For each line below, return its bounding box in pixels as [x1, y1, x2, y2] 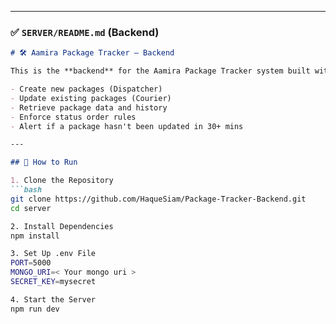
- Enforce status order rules [10, 112, 137, 122]
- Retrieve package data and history [10, 102, 168, 113]
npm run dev [10, 304, 60, 314]
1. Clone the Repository [10, 176, 114, 186]
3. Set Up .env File [10, 249, 97, 259]
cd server [10, 203, 52, 213]
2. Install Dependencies [10, 221, 114, 231]
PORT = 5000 [10, 258, 52, 268]
